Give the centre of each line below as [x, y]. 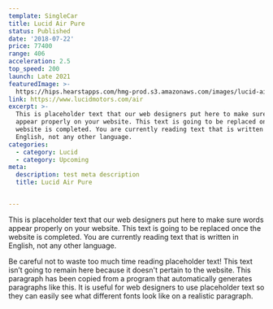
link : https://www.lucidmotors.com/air [76, 99]
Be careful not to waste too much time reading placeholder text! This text [131, 261]
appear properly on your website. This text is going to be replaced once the [135, 228]
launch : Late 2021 [39, 76]
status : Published [39, 31]
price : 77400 [30, 46]
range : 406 [27, 54]
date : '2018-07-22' [41, 39]
